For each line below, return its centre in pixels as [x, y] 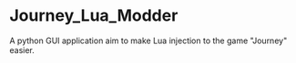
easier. [22, 49]
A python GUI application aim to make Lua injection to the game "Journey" [148, 40]
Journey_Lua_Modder [94, 16]
